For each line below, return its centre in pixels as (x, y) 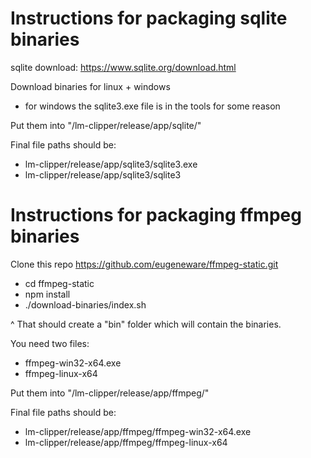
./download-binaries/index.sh (85, 304)
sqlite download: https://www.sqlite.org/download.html (123, 67)
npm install (47, 294)
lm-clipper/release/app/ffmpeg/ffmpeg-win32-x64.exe (138, 431)
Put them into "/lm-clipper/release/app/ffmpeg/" (110, 393)
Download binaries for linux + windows (90, 86)
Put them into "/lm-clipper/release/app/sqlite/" (106, 125)
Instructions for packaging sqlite (149, 18)
